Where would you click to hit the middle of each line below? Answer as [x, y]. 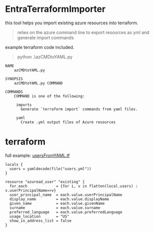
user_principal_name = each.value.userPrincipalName [66, 195]
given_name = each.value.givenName [57, 203]
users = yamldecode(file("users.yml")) [51, 169]
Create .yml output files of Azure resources [68, 122]
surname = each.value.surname [55, 208]
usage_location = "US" [39, 216]
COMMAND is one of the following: [49, 96]
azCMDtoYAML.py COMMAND [38, 83]
